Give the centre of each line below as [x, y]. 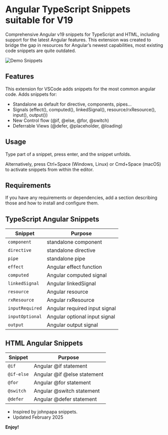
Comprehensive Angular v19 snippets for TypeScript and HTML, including [82, 34]
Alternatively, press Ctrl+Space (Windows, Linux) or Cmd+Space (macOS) [83, 164]
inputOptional [25, 317]
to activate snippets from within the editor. [50, 169]
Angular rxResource [71, 300]
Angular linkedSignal [71, 284]
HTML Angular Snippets [44, 343]
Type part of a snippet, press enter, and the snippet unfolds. [68, 154]
